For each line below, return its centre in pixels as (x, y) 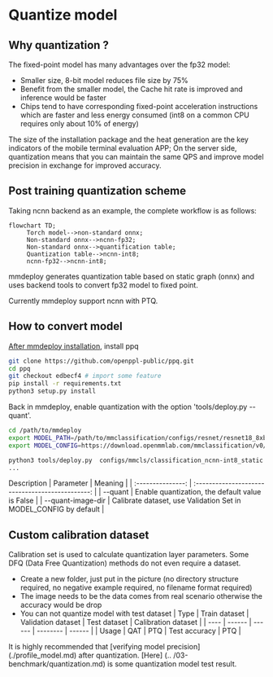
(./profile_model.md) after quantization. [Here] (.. (90, 655)
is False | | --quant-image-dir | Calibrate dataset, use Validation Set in (125, 501)
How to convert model (66, 326)
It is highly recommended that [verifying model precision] (104, 647)
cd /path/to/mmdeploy (45, 430)
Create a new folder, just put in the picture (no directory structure (129, 579)
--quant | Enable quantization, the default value (182, 492)
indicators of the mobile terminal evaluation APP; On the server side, (123, 148)
